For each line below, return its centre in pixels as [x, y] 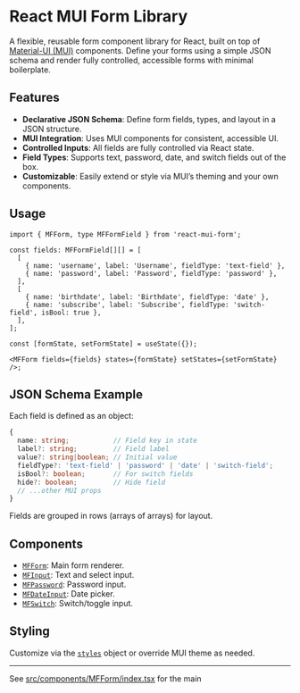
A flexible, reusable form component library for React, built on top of [135, 41]
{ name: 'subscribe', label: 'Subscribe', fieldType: [127, 305]
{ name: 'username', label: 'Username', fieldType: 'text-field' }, [155, 265]
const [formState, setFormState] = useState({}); [104, 344]
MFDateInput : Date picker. [68, 594]
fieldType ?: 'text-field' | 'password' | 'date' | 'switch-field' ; [146, 465]
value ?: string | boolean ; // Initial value [97, 457]
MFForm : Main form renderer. [73, 565]
